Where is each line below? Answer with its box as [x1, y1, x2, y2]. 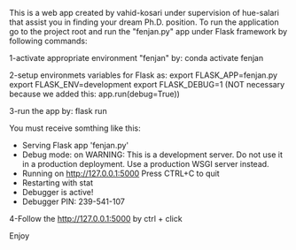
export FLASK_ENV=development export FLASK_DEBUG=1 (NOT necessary [9, 80, 285, 89]
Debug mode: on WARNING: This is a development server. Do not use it [21, 149, 284, 160]
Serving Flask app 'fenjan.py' [21, 140, 129, 150]
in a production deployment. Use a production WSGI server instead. [21, 159, 269, 169]
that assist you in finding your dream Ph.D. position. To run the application [9, 17, 279, 27]
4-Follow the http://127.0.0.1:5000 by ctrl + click [9, 214, 183, 223]
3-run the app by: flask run [9, 106, 108, 116]
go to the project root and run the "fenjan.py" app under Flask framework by [9, 27, 288, 36]
